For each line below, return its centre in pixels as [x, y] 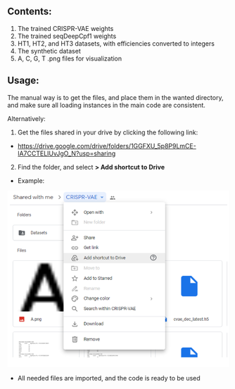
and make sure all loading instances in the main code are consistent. [107, 105]
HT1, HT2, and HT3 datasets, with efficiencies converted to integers [116, 43]
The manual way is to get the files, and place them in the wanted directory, [115, 97]
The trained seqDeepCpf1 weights [67, 36]
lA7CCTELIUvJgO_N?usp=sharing [66, 153]
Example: [31, 180]
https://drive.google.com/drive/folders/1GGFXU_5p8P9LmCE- [107, 146]
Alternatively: [26, 118]
